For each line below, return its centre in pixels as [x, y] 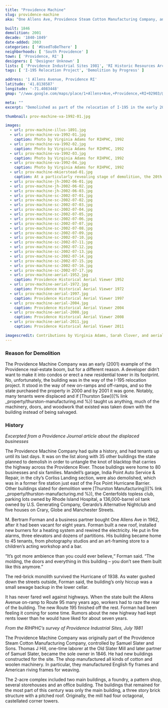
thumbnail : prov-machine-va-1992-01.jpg [48, 116]
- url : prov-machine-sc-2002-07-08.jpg [51, 228]
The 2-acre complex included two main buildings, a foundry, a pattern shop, [83, 680]
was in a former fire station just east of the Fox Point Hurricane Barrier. [78, 483]
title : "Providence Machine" [35, 10]
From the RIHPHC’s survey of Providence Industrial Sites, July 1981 [74, 628]
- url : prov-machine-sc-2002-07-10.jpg [51, 238]
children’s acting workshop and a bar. [44, 547]
